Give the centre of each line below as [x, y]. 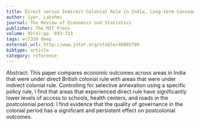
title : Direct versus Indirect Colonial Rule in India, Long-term [90, 12]
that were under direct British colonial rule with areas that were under [91, 79]
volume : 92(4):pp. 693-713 [40, 34]
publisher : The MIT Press [38, 28]
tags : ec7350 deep [29, 39]
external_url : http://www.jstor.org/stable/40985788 [73, 45]
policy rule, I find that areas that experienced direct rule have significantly [96, 91]
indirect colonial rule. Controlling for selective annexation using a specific [96, 85]
